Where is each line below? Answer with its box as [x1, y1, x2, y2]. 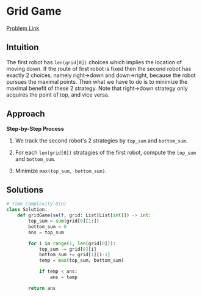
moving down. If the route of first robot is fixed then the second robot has [6, 65, 191, 72]
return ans [28, 285, 56, 291]
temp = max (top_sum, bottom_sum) [38, 257, 124, 264]
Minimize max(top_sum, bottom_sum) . [15, 167, 107, 174]
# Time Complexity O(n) [6, 201, 67, 207]
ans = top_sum [28, 229, 64, 235]
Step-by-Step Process [6, 125, 64, 132]
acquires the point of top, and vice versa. [6, 91, 110, 98]
